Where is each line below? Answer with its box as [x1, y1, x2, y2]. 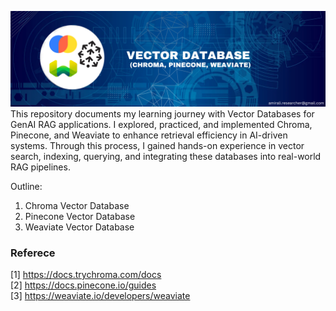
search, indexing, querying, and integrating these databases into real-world [10, 150, 322, 162]
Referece [10, 246, 56, 260]
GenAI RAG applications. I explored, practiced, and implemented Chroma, [10, 118, 313, 130]
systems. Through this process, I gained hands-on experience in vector [10, 139, 305, 151]
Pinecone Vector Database [24, 210, 136, 222]
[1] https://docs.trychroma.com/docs [10, 268, 162, 280]
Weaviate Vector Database [24, 221, 135, 233]
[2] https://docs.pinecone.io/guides [10, 279, 157, 291]
